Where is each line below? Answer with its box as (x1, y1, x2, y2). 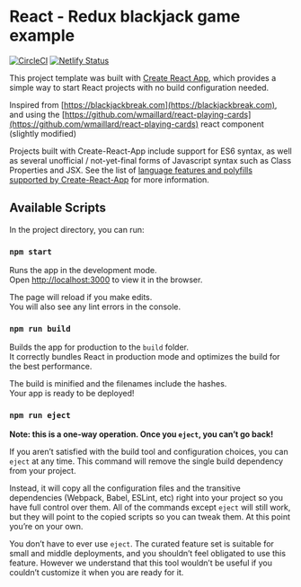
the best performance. (9, 361, 93, 372)
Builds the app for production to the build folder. (9, 342, 190, 352)
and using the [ (9, 109, 66, 120)
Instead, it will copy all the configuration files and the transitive (9, 483, 241, 494)
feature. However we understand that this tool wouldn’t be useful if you (9, 557, 272, 568)
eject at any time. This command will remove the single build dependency (9, 456, 284, 467)
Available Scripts (9, 200, 106, 216)
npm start (9, 246, 52, 257)
